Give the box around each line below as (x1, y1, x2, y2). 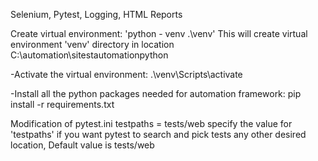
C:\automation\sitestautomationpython (10, 49, 169, 61)
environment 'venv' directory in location (10, 39, 175, 50)
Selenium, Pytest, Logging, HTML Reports (10, 9, 183, 20)
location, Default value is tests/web (10, 139, 155, 151)
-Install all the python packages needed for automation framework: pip (10, 88, 302, 99)
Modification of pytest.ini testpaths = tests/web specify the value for (10, 118, 293, 129)
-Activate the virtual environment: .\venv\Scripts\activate (10, 69, 243, 80)
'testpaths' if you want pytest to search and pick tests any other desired (10, 129, 307, 140)
